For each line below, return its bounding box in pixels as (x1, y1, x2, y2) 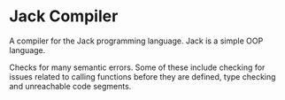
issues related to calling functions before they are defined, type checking (9, 71, 276, 81)
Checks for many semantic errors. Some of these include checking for (9, 62, 266, 73)
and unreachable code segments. (9, 81, 132, 91)
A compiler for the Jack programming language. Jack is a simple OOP (9, 35, 264, 46)
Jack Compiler (9, 6, 119, 27)
